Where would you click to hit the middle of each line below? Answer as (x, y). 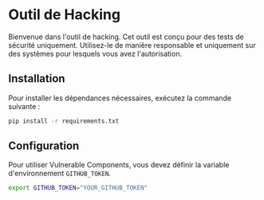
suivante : (24, 106)
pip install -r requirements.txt (64, 121)
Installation (37, 78)
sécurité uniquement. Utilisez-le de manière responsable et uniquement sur (132, 45)
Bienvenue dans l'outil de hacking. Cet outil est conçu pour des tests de (126, 37)
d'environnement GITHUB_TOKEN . (60, 174)
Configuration (44, 146)
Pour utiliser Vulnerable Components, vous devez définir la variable (119, 165)
